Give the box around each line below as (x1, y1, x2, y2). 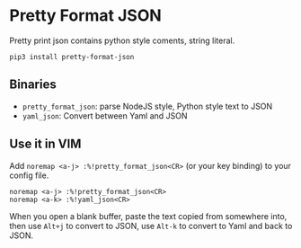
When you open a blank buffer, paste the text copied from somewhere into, (9, 210, 288, 221)
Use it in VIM (9, 137, 82, 152)
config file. (9, 170, 49, 181)
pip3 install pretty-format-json (9, 52, 135, 61)
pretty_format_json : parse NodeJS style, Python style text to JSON (22, 101, 273, 111)
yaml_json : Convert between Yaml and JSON (22, 110, 188, 121)
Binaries (9, 77, 57, 93)
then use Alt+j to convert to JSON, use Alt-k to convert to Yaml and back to (9, 220, 293, 231)
